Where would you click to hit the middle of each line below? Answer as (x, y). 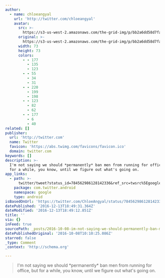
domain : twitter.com (30, 151)
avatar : (22, 23)
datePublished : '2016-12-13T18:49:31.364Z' (50, 206)
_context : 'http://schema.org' (37, 247)
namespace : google (33, 192)
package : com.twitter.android (45, 188)
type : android (28, 197)
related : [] (17, 128)
